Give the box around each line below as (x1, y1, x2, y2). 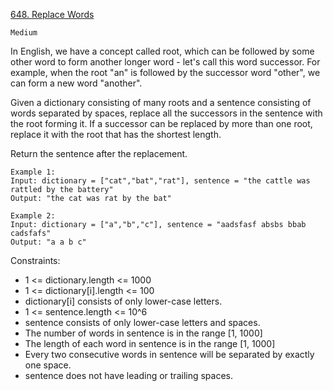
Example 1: (10, 167, 56, 177)
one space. (24, 359, 72, 371)
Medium (10, 28, 38, 38)
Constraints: (10, 255, 61, 266)
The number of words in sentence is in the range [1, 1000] (24, 327, 263, 339)
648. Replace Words (10, 9, 95, 20)
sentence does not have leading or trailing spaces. (24, 370, 233, 381)
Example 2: (10, 211, 56, 221)
